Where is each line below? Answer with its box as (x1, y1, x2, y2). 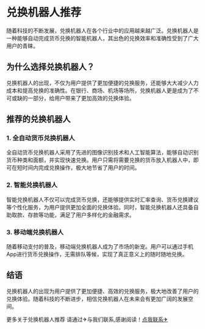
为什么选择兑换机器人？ (6, 62, 95, 72)
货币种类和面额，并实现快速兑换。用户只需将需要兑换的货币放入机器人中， (6, 156, 193, 164)
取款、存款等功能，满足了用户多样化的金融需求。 (11, 211, 135, 219)
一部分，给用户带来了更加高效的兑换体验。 (27, 94, 135, 101)
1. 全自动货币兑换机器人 (6, 134, 75, 142)
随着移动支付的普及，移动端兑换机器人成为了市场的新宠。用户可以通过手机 (6, 243, 193, 250)
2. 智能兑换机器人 (6, 181, 58, 189)
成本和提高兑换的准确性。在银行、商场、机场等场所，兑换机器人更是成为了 (6, 87, 193, 94)
